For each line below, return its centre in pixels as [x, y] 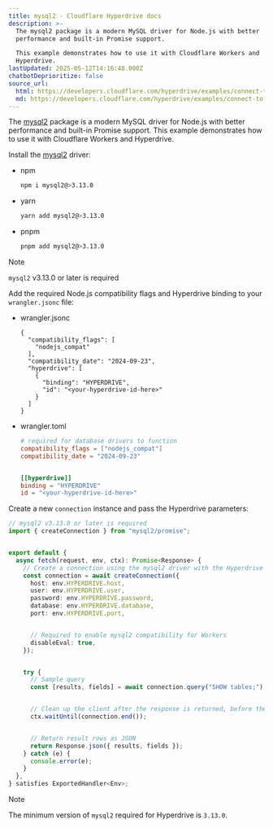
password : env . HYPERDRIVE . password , [92, 599]
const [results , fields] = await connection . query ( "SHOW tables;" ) [147, 687]
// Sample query [57, 680]
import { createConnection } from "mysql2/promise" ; [100, 531]
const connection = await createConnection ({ [102, 575]
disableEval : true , [63, 643]
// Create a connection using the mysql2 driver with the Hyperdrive [143, 568]
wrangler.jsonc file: [41, 302]
